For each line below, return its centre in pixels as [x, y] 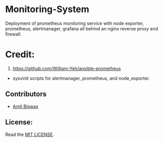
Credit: [20, 55]
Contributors [26, 94]
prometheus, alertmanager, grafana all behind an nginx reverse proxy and [82, 28]
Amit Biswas [25, 106]
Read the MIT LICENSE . [30, 134]
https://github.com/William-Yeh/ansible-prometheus [67, 68]
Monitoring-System [47, 9]
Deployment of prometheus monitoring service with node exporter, [75, 23]
